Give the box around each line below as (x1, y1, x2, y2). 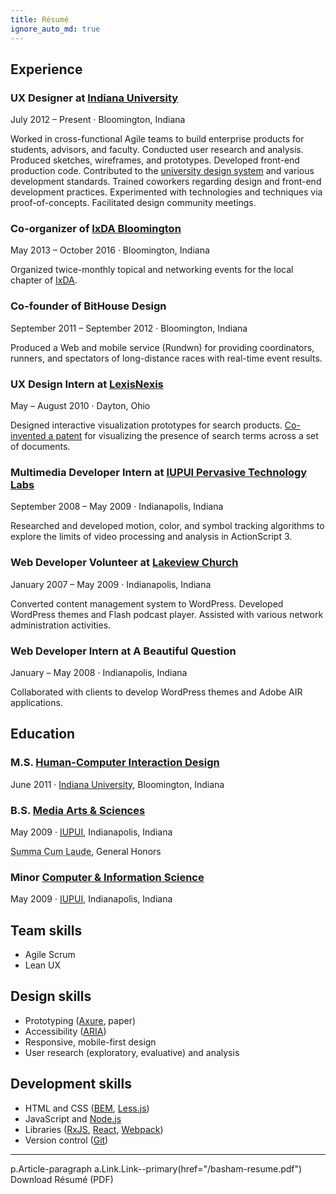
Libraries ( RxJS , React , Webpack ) (24, 1123, 164, 1135)
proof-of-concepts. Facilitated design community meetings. (10, 197, 257, 209)
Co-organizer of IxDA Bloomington (10, 222, 182, 236)
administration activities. (10, 619, 112, 631)
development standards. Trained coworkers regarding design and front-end (10, 176, 322, 188)
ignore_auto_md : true (10, 24, 101, 34)
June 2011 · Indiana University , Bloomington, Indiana (10, 778, 225, 790)
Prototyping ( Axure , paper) (24, 1014, 137, 1026)
